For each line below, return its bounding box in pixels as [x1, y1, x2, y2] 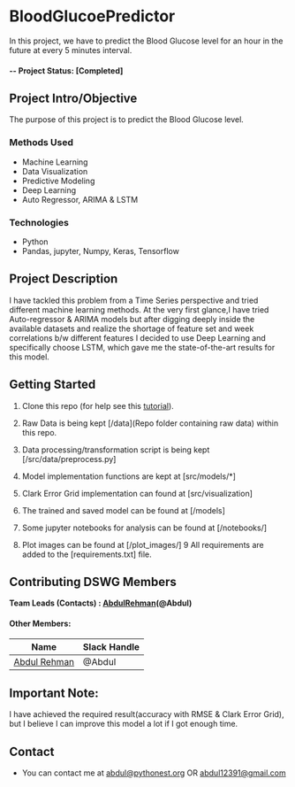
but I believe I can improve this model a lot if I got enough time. [9, 719, 238, 729]
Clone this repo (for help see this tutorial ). [21, 400, 174, 411]
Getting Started [9, 377, 96, 392]
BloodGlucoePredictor [9, 6, 176, 27]
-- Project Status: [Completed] [9, 65, 124, 76]
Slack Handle [82, 640, 140, 652]
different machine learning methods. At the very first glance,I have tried [9, 304, 269, 315]
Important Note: [9, 685, 99, 700]
